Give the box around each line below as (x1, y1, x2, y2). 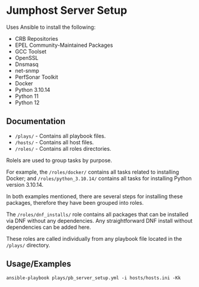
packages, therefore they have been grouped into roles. (6, 199, 144, 206)
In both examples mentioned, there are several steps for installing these (6, 193, 183, 200)
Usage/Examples (6, 259, 71, 269)
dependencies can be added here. (6, 223, 91, 231)
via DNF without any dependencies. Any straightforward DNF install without (6, 217, 193, 224)
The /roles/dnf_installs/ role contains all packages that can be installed (6, 211, 189, 218)
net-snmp (14, 67, 40, 74)
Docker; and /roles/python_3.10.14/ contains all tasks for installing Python (6, 175, 192, 182)
